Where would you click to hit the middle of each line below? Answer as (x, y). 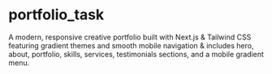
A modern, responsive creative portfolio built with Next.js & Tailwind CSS (130, 37)
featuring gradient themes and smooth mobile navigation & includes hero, (131, 45)
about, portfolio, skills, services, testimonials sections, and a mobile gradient (136, 54)
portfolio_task (56, 15)
